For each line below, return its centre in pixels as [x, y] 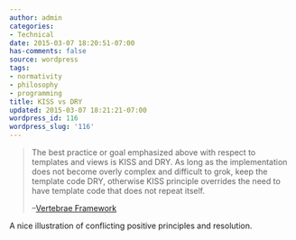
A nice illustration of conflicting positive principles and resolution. [131, 226]
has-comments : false [48, 51]
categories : [32, 26]
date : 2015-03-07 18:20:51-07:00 [72, 43]
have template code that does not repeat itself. [118, 191]
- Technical [32, 34]
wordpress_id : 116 [44, 118]
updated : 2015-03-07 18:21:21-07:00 [78, 110]
